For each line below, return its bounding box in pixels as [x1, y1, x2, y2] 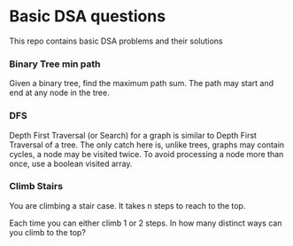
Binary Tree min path [9, 58, 101, 70]
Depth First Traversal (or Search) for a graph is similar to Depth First [9, 130, 257, 140]
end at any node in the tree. [9, 87, 110, 99]
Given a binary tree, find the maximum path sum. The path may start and [9, 78, 274, 89]
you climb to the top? [9, 226, 87, 237]
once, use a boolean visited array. [9, 158, 133, 169]
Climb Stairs [9, 180, 64, 193]
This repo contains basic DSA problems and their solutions [9, 36, 223, 46]
